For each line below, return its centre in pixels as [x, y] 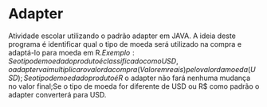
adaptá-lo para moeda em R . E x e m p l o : [71, 52]
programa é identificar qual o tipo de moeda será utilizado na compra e [125, 44]
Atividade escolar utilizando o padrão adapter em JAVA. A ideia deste [122, 36]
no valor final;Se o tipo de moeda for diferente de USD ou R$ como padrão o [134, 86]
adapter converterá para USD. [57, 94]
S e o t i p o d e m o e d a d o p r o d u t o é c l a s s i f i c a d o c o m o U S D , [93, 61]
